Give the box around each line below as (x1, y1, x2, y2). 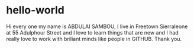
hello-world (6, 4, 65, 17)
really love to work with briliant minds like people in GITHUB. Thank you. (6, 35, 182, 42)
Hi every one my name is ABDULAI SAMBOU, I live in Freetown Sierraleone (6, 23, 188, 30)
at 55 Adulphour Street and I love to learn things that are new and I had (6, 29, 179, 36)
